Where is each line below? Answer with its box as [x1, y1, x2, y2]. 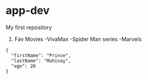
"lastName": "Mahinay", [11, 58, 71, 64]
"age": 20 [11, 63, 36, 69]
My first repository [5, 24, 52, 31]
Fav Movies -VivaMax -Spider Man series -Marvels [14, 35, 142, 42]
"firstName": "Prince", [11, 52, 71, 58]
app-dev [5, 4, 50, 18]
